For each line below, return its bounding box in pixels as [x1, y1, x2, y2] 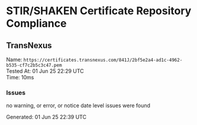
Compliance [6, 17, 67, 30]
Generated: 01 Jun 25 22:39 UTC [6, 114, 87, 121]
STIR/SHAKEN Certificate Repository [6, 4, 192, 18]
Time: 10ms [6, 74, 34, 81]
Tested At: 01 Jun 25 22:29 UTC [6, 68, 84, 75]
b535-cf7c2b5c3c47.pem [6, 62, 62, 68]
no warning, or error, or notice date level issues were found [6, 102, 151, 109]
